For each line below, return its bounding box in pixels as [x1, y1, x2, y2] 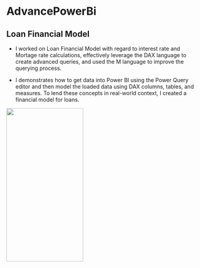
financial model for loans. [15, 96, 80, 103]
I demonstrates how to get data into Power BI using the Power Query [15, 77, 189, 83]
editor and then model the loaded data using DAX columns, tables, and [15, 83, 194, 90]
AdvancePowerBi [6, 4, 97, 18]
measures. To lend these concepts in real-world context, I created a [15, 90, 187, 96]
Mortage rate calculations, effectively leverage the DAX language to [15, 52, 187, 59]
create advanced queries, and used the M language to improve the [15, 58, 184, 65]
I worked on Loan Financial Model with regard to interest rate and [15, 45, 180, 52]
